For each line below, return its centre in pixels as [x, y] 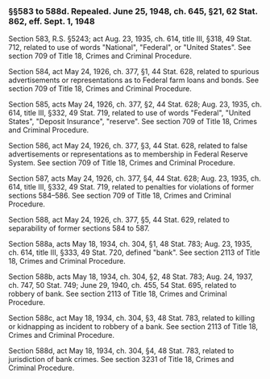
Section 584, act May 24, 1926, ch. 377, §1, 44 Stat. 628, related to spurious [134, 72]
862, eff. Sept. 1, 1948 [52, 21]
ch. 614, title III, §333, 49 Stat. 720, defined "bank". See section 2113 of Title [134, 252]
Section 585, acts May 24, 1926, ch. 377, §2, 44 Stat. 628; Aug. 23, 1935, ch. [135, 104]
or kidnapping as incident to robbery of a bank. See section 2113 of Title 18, [133, 327]
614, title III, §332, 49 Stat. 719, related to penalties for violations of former [131, 187]
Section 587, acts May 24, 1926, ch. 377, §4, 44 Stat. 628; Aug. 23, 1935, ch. [135, 178]
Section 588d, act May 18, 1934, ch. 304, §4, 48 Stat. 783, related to [121, 351]
